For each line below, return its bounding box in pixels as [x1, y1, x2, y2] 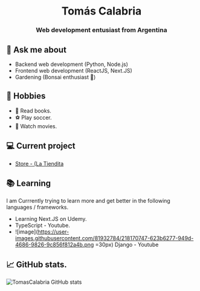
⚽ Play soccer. [15, 114, 53, 121]
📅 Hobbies [6, 91, 46, 101]
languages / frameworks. [6, 204, 68, 211]
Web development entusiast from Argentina [36, 26, 167, 34]
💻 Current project [6, 141, 76, 151]
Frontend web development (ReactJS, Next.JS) [15, 67, 133, 74]
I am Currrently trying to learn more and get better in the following [6, 197, 170, 204]
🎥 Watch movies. [15, 122, 57, 129]
